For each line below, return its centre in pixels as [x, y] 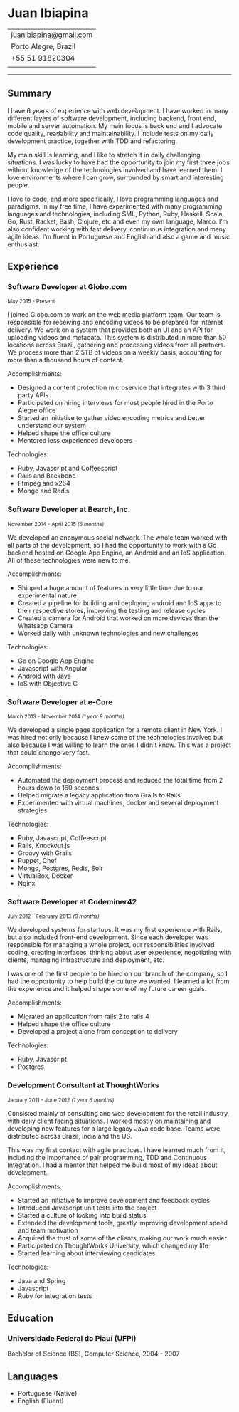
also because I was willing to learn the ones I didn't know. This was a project [119, 745]
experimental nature [47, 595]
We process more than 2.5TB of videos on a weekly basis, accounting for [115, 352]
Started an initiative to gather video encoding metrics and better [111, 418]
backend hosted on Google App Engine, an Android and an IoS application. [117, 553]
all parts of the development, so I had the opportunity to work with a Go [112, 545]
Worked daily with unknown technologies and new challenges [108, 633]
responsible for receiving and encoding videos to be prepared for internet [115, 323]
